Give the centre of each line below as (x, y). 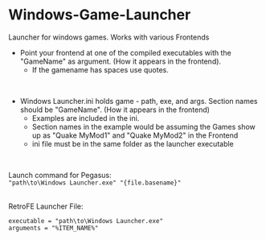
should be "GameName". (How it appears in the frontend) (115, 110)
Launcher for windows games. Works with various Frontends (109, 37)
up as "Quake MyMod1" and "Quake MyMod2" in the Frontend (135, 135)
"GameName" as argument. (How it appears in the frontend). (121, 61)
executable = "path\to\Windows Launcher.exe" (86, 221)
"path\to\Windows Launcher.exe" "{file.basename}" (95, 183)
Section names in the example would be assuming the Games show (143, 126)
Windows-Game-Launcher (100, 15)
